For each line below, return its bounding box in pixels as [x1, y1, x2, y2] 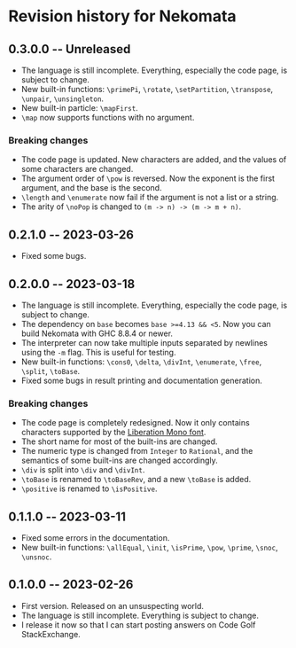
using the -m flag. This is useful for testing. [20, 347, 176, 357]
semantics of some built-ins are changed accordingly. [20, 455, 218, 466]
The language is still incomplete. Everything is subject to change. [20, 610, 259, 621]
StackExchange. [20, 628, 81, 639]
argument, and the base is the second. [20, 183, 162, 193]
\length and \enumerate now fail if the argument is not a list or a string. [20, 192, 279, 203]
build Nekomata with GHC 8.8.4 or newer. [20, 328, 174, 339]
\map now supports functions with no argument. [20, 113, 195, 122]
